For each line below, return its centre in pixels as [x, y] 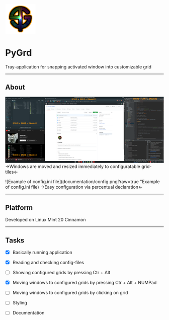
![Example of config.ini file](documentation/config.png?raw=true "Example [82, 182]
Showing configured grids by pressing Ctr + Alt [61, 273]
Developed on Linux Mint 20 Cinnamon [46, 220]
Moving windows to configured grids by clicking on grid [70, 293]
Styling [20, 303]
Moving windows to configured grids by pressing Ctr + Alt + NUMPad [84, 283]
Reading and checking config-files [48, 263]
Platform [19, 208]
